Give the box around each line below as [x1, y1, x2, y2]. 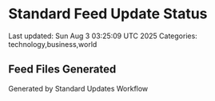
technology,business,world [8, 39, 98, 49]
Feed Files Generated [8, 63, 117, 76]
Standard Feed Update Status [8, 5, 208, 23]
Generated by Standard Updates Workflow [8, 84, 149, 93]
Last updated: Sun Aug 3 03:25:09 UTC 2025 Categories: [8, 31, 197, 41]
